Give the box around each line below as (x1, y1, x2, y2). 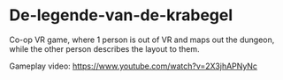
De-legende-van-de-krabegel (9, 5, 233, 25)
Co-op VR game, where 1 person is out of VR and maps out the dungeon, (9, 34, 275, 45)
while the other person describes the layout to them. (9, 43, 201, 54)
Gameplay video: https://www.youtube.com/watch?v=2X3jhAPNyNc (9, 61, 258, 71)
